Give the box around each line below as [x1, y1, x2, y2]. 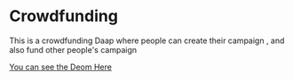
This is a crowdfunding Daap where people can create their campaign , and [9, 35, 285, 46]
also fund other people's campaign [9, 44, 138, 55]
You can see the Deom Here [9, 62, 113, 72]
